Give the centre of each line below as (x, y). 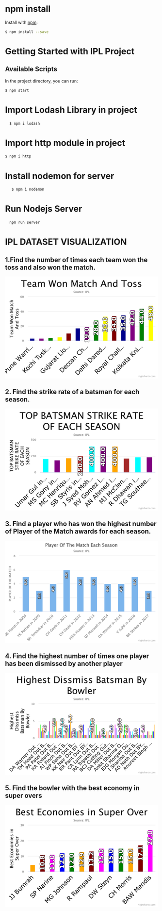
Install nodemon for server (60, 176)
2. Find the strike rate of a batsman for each (72, 392)
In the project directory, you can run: (41, 81)
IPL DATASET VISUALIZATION (66, 242)
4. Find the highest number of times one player (77, 656)
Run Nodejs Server (44, 209)
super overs (24, 796)
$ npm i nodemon (28, 190)
